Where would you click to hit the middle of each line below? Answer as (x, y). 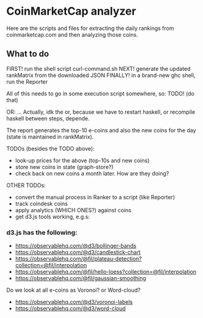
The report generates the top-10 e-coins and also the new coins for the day (102, 130)
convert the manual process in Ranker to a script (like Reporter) (95, 197)
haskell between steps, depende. (48, 118)
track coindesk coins (42, 204)
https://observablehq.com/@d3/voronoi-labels (74, 302)
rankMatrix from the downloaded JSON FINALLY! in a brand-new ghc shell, (101, 75)
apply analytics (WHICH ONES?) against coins (73, 210)
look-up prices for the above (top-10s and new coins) (82, 160)
